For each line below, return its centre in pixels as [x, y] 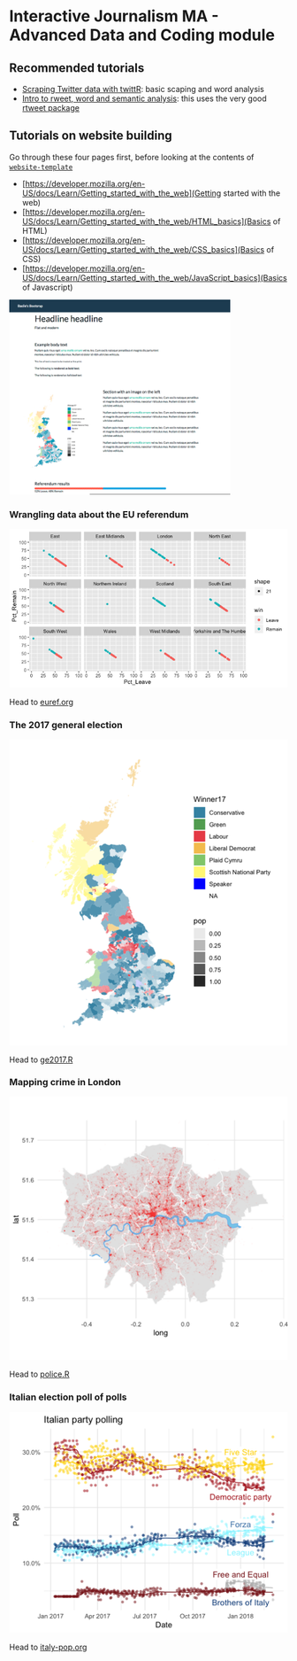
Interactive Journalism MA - [114, 16]
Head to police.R [39, 1374]
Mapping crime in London [65, 1083]
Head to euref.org [41, 702]
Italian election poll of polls [68, 1397]
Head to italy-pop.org [48, 1647]
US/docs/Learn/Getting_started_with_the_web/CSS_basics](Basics [143, 249]
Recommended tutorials [77, 68]
